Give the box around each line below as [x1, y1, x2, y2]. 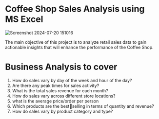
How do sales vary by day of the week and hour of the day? [12, 77, 133, 83]
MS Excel [5, 14, 43, 25]
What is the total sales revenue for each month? [12, 87, 108, 93]
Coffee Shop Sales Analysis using [5, 3, 145, 15]
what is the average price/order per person [12, 98, 99, 104]
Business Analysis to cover [5, 62, 118, 72]
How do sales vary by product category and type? [12, 108, 113, 114]
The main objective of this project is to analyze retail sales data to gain [5, 39, 147, 45]
